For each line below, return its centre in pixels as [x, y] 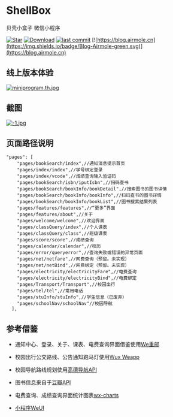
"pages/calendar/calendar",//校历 [59, 246]
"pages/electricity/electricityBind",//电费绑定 [77, 278]
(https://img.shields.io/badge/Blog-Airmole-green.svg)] [75, 46]
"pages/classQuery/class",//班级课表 [62, 234]
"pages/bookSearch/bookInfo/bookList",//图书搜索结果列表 [87, 202]
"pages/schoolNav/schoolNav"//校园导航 [65, 304]
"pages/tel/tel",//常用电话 [50, 291]
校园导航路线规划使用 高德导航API [56, 370]
